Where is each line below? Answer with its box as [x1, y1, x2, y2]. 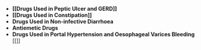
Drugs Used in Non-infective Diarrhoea [12, 18, 114, 25]
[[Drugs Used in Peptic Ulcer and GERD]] [12, 5, 117, 12]
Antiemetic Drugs [12, 24, 59, 31]
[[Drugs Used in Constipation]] [12, 11, 92, 19]
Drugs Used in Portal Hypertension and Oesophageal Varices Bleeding [12, 31, 195, 38]
